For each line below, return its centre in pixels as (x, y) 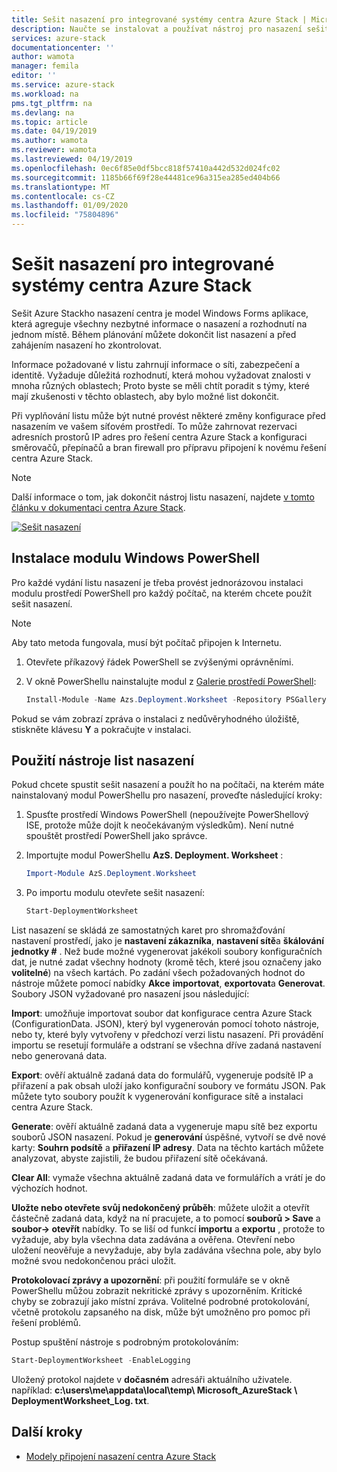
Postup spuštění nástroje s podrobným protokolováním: (125, 1342)
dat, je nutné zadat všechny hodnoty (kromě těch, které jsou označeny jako (167, 962)
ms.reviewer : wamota (54, 150)
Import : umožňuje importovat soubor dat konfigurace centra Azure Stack (162, 1013)
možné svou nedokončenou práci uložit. (94, 1261)
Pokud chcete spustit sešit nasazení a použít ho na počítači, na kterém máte (168, 785)
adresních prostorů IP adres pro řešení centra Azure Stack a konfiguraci (159, 437)
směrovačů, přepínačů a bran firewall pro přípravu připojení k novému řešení (169, 447)
